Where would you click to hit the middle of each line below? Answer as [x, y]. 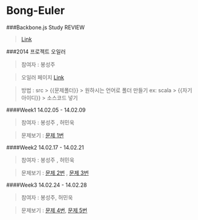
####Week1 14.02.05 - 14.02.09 [46, 110]
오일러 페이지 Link [43, 77]
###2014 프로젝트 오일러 [36, 52]
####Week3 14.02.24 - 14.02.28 [47, 185]
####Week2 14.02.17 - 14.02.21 [45, 147]
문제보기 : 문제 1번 [42, 135]
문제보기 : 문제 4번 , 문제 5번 [54, 210]
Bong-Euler [36, 11]
